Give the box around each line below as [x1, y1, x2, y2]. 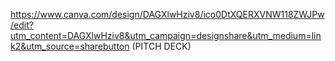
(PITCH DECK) [131, 40, 192, 52]
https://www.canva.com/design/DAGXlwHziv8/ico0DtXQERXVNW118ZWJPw [10, 9, 325, 20]
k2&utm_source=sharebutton [10, 40, 130, 52]
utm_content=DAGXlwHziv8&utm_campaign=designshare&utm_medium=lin [10, 30, 322, 41]
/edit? [10, 19, 34, 31]
